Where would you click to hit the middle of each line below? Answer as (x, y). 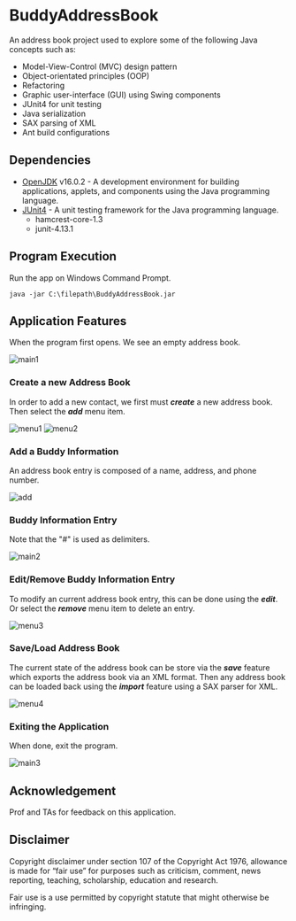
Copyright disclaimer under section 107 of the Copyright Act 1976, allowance (148, 861)
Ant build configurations (66, 132)
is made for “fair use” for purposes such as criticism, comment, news (135, 871)
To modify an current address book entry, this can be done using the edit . (144, 599)
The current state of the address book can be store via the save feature (140, 667)
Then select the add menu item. (67, 411)
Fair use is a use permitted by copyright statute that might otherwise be (139, 897)
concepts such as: (43, 49)
